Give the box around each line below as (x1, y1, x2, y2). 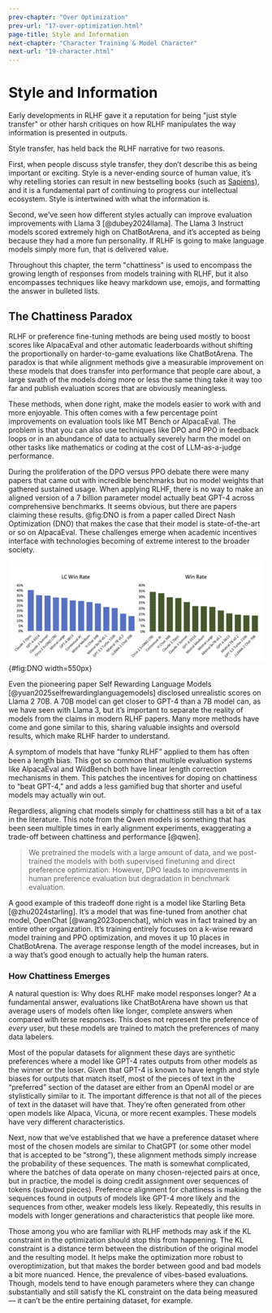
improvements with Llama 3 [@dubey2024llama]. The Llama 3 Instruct (8, 218, 244, 228)
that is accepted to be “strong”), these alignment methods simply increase (8, 1150, 257, 1160)
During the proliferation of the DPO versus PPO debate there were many (8, 467, 249, 476)
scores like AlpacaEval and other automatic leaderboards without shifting (8, 340, 253, 349)
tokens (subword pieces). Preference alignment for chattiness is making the (8, 1185, 262, 1195)
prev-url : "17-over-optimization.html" (8, 21, 144, 30)
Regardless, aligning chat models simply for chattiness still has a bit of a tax (8, 806, 262, 815)
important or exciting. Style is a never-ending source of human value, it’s (8, 168, 252, 178)
